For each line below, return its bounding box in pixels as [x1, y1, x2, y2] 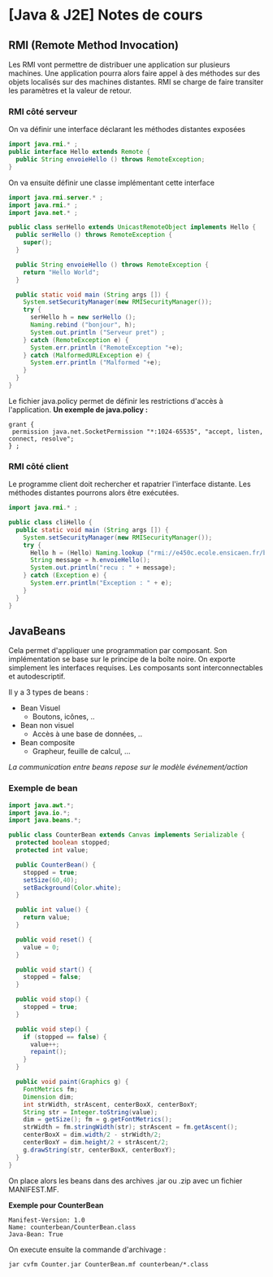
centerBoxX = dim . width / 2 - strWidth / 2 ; [23, 1130, 162, 1139]
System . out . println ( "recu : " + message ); [29, 564, 176, 572]
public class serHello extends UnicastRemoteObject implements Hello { [8, 223, 256, 231]
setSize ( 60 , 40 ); [23, 875, 79, 884]
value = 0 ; [23, 943, 60, 951]
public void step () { [15, 1025, 89, 1033]
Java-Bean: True [8, 1230, 63, 1239]
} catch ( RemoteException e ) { [23, 336, 129, 344]
